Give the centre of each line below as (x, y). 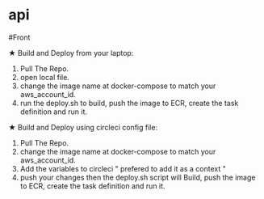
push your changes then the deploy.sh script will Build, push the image (138, 177)
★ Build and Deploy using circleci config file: (83, 127)
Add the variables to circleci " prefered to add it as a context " (123, 168)
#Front (19, 37)
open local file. (45, 77)
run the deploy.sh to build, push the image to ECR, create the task (129, 103)
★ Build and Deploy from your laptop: (71, 53)
